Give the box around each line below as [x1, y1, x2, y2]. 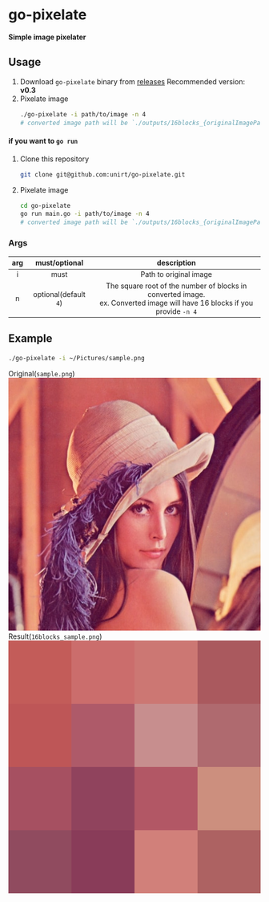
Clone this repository [19, 154, 90, 164]
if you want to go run [8, 136, 78, 146]
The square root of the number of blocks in [105, 281, 247, 291]
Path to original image [140, 270, 212, 279]
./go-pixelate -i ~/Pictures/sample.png [8, 354, 146, 362]
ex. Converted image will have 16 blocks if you [99, 298, 254, 307]
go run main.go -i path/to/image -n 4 [19, 210, 150, 218]
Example [8, 331, 53, 346]
